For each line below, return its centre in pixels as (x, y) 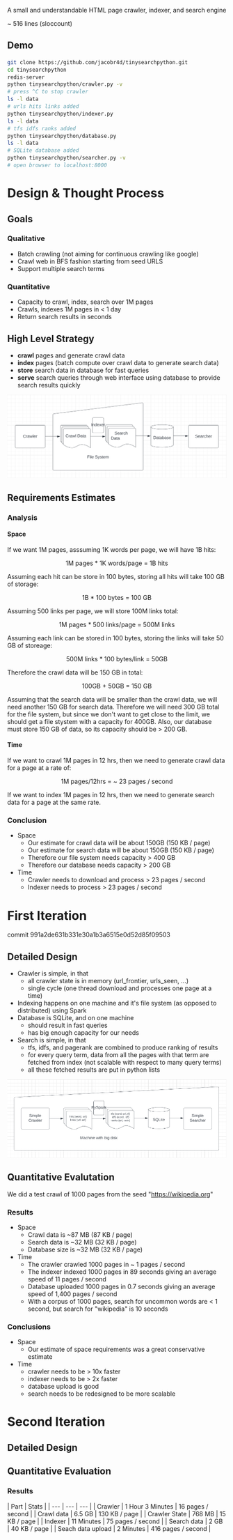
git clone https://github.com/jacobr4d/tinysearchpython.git (98, 62)
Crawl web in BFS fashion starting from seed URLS (90, 261)
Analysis (23, 517)
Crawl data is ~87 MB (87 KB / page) (80, 1234)
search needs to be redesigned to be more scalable (102, 1394)
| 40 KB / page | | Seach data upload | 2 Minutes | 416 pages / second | (109, 1528)
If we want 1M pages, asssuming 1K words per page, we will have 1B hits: (112, 549)
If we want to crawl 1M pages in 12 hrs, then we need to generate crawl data (116, 761)
